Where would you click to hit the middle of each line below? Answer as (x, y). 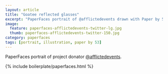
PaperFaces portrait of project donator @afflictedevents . (63, 56)
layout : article (22, 10)
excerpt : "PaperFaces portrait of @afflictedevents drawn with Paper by (82, 19)
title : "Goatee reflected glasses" (42, 14)
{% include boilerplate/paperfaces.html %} (49, 66)
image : (12, 24)
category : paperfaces (28, 38)
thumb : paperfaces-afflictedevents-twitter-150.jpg (65, 33)
